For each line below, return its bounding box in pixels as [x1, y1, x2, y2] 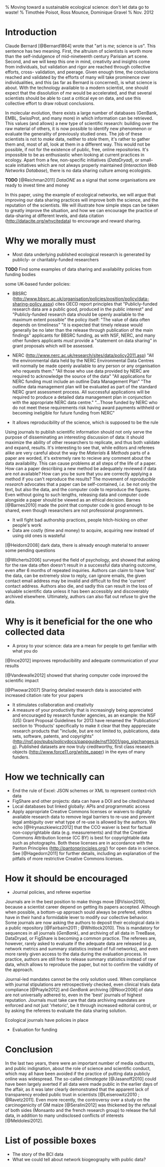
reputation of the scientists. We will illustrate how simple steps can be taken [5, 202, 159, 208]
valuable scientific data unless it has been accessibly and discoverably [5, 588, 149, 594]
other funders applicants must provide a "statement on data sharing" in [12, 337, 157, 344]
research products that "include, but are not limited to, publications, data [12, 728, 160, 734]
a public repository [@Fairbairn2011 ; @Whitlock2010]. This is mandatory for [5, 925, 160, 931]
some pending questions [5, 547, 56, 553]
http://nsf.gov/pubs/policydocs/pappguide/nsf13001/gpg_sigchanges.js [14, 738, 159, 744]
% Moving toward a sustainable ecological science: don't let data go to [5, 4, 149, 10]
